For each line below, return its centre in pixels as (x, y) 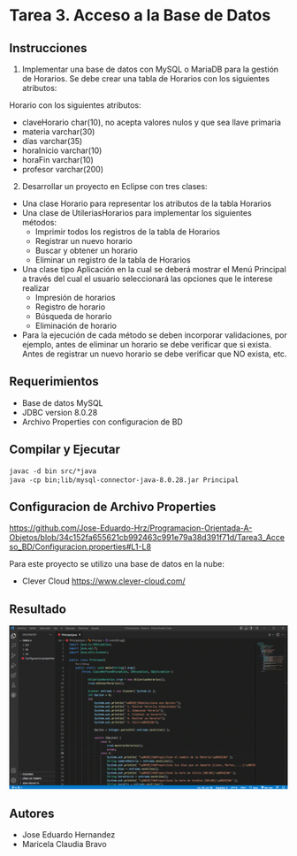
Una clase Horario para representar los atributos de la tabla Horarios (147, 203)
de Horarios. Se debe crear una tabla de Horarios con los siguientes (145, 79)
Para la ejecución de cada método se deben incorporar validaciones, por (154, 335)
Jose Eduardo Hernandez (69, 835)
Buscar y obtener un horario (87, 250)
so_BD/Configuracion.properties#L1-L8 (80, 547)
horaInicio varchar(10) (62, 150)
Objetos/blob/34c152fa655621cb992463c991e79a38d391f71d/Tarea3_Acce (147, 538)
